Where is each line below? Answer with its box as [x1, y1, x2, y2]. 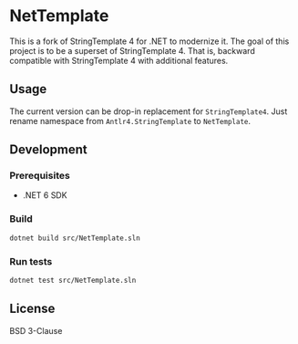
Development [9, 142, 88, 158]
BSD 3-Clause [9, 325, 63, 336]
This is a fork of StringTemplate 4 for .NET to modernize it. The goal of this [9, 36, 290, 47]
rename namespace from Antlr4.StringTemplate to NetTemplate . [9, 115, 251, 126]
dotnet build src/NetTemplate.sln [9, 234, 141, 243]
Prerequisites [9, 170, 70, 182]
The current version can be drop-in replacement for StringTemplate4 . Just [9, 106, 288, 117]
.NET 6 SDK [22, 190, 67, 201]
